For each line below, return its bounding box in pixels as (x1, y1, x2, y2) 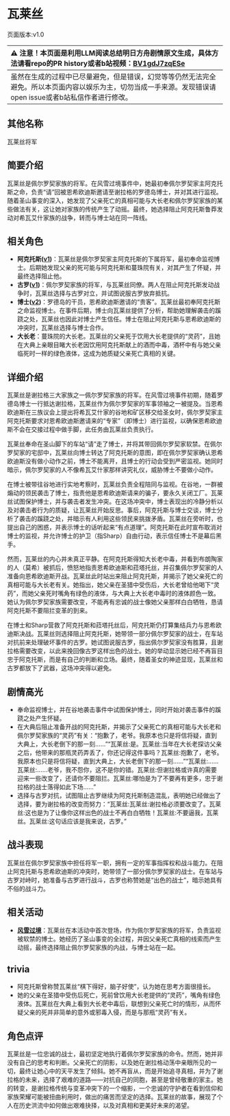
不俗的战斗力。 (7, 884, 49, 893)
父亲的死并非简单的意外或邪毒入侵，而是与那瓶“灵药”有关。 (23, 1008, 191, 1016)
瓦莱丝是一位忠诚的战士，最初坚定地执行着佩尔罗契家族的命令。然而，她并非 (7, 1050, 223, 1058)
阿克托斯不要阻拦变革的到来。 (7, 606, 91, 615)
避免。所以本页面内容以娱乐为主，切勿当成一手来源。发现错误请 (10, 82, 217, 91)
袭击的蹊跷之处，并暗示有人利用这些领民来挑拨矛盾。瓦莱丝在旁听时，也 (18, 514, 223, 523)
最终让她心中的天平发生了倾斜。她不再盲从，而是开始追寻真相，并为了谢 (18, 1067, 223, 1075)
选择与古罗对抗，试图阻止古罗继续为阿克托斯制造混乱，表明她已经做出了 (16, 791, 221, 799)
